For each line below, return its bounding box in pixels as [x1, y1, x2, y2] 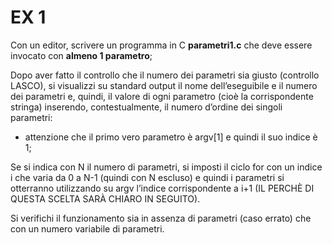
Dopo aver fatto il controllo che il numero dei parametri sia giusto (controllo [10, 69, 320, 81]
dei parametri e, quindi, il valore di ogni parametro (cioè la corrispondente [10, 90, 314, 102]
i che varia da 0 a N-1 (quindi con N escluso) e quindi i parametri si [10, 171, 285, 183]
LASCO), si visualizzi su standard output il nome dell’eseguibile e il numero [10, 79, 318, 91]
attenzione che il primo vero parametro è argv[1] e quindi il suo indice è [24, 131, 318, 143]
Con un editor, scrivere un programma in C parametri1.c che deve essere [10, 39, 313, 51]
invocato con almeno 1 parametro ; [10, 49, 153, 61]
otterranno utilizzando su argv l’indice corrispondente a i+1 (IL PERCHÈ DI [10, 182, 315, 194]
